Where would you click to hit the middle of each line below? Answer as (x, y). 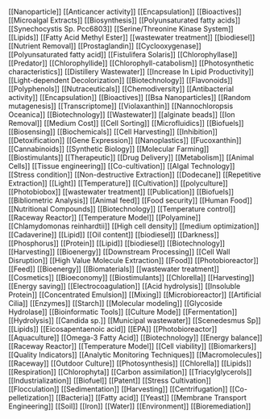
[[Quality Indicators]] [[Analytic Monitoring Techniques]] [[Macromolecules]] (135, 355)
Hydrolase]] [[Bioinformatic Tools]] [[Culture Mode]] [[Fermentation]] (123, 312)
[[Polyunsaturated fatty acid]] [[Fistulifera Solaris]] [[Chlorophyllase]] (123, 54)
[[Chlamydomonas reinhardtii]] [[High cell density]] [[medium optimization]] (134, 226)
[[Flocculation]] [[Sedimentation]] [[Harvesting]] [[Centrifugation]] (118, 389)
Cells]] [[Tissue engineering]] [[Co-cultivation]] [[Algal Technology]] (122, 166)
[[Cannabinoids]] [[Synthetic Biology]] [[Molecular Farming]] (109, 149)
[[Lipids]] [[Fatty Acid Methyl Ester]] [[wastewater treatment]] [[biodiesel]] (132, 37)
